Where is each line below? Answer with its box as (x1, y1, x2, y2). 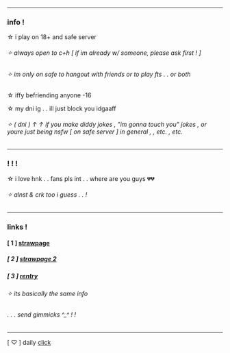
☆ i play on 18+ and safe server (7, 33, 97, 41)
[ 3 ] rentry (7, 272, 38, 280)
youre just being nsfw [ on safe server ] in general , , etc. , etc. (7, 127, 183, 136)
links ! (7, 222, 28, 232)
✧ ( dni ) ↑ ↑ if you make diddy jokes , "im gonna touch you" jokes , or (7, 120, 207, 128)
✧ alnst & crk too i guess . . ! (7, 191, 88, 199)
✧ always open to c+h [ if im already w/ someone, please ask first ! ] (7, 49, 202, 57)
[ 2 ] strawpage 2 (7, 254, 57, 263)
